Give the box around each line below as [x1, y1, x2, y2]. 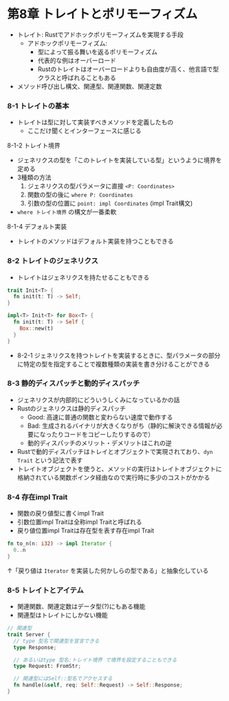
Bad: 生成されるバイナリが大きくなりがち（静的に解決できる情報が [27, 422, 217, 430]
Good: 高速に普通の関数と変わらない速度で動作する [27, 413, 173, 421]
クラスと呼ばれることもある [37, 73, 117, 81]
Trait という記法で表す [17, 456, 83, 464]
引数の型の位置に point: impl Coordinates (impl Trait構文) [27, 199, 193, 208]
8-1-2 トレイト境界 [7, 141, 61, 150]
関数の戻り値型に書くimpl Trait [17, 509, 105, 517]
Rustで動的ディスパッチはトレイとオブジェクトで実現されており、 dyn [17, 447, 213, 455]
